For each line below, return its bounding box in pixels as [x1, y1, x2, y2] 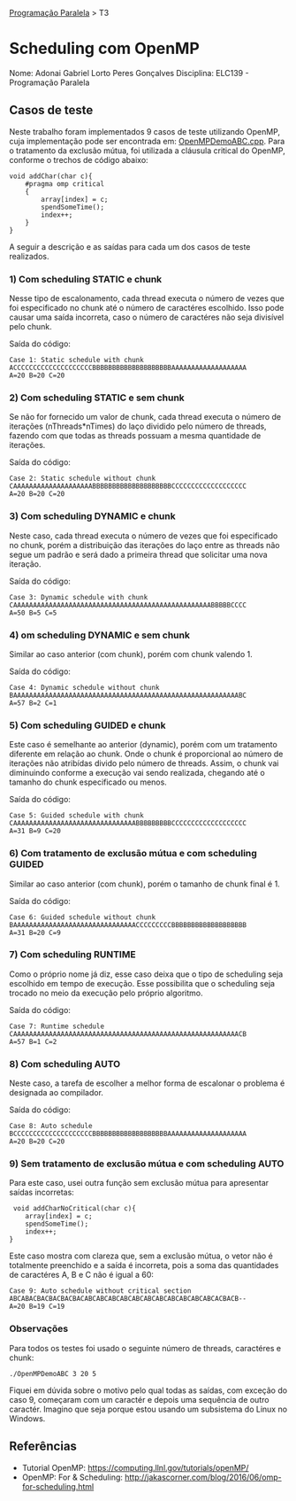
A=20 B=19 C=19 [9, 1302, 65, 1311]
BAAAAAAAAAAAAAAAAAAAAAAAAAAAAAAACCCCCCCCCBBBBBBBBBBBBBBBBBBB [9, 920, 247, 929]
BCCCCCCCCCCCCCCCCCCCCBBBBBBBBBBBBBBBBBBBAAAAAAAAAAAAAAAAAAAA [9, 1129, 247, 1139]
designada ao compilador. [9, 1087, 104, 1098]
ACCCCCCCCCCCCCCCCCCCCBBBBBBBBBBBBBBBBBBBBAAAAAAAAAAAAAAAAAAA [9, 363, 247, 373]
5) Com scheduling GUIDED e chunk [9, 719, 166, 731]
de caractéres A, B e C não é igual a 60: [9, 1270, 155, 1280]
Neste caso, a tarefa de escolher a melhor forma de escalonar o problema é [9, 1078, 285, 1088]
